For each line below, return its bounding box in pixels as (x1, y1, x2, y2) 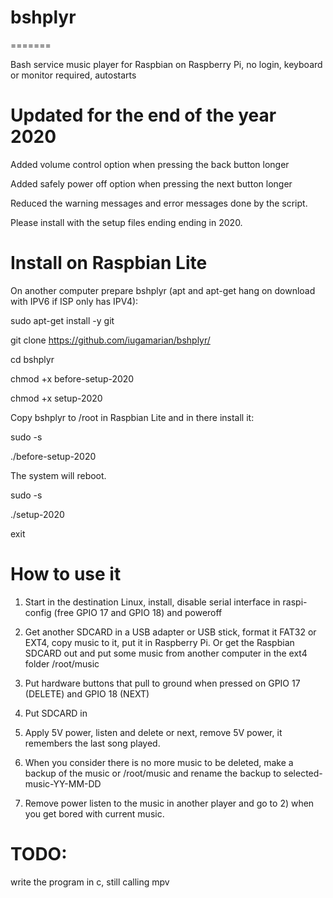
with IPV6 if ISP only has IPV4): (10, 295, 139, 307)
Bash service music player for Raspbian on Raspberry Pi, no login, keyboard (10, 58, 323, 70)
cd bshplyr (10, 353, 55, 365)
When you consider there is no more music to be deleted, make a (24, 756, 294, 768)
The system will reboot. (10, 469, 107, 481)
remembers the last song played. (24, 737, 161, 749)
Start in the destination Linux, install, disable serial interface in (24, 596, 281, 608)
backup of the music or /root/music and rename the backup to (24, 767, 282, 779)
